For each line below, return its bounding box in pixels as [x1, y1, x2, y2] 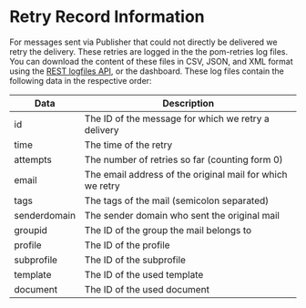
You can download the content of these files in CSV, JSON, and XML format [9, 56, 293, 67]
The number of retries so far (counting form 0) [84, 153, 284, 166]
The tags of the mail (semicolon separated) [84, 194, 270, 207]
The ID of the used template [84, 268, 204, 281]
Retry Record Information [9, 6, 205, 27]
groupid [14, 223, 48, 236]
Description [162, 97, 215, 109]
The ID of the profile [84, 239, 170, 252]
